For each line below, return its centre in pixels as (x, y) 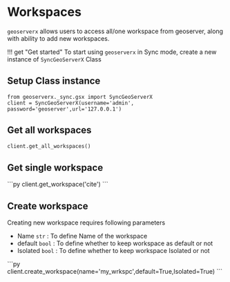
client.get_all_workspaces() (49, 146)
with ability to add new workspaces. (58, 38)
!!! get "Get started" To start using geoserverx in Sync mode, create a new (112, 52)
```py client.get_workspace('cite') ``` (58, 185)
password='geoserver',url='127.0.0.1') (65, 109)
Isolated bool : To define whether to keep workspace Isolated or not (113, 251)
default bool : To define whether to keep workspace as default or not (115, 243)
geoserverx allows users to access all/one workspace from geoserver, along (115, 31)
